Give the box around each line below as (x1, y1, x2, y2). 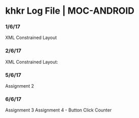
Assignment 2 (5, 83, 34, 89)
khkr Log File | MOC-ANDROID (5, 5, 135, 17)
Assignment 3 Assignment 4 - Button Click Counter (5, 107, 112, 113)
